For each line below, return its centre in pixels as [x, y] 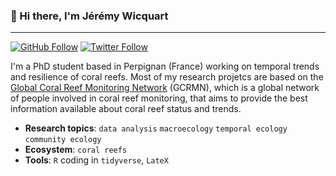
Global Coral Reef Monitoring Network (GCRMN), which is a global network [165, 88]
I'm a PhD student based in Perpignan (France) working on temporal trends [165, 66]
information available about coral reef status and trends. [126, 109]
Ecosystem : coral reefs [76, 150]
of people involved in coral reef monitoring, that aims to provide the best [159, 98]
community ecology [63, 140]
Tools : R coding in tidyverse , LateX [96, 160]
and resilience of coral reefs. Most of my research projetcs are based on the [167, 77]
